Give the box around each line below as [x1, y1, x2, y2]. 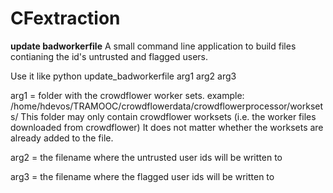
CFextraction [10, 7, 121, 30]
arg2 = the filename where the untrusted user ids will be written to [10, 151, 283, 163]
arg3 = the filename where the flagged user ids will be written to [10, 170, 275, 182]
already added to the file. [10, 132, 114, 144]
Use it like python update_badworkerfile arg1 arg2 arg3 [10, 70, 237, 82]
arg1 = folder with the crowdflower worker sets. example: [10, 89, 245, 101]
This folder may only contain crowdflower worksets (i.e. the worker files [20, 110, 317, 122]
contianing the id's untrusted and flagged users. [10, 50, 209, 62]
